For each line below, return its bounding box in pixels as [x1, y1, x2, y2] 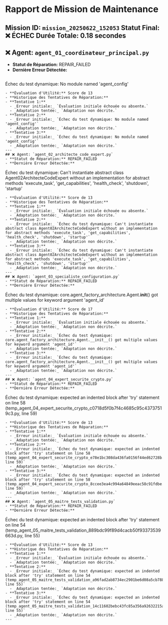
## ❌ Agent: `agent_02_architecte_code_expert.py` [5, 152, 113, 157]
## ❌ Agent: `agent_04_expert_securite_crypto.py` [5, 377, 113, 382]
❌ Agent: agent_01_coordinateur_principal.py [5, 48, 149, 57]
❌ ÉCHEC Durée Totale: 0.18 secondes [5, 31, 126, 40]
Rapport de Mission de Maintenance [5, 4, 158, 15]
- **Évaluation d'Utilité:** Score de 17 [5, 307, 93, 312]
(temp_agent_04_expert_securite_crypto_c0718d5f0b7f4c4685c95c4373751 [5, 405, 162, 411]
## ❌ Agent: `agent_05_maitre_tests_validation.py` [5, 499, 116, 504]
